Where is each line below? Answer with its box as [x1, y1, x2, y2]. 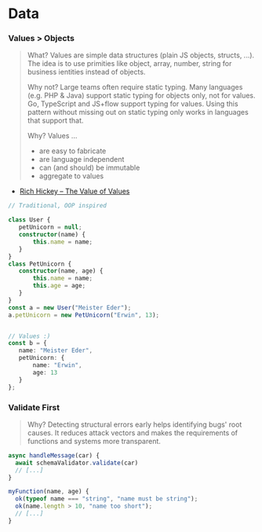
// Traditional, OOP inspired [8, 202, 107, 210]
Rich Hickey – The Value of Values [19, 186, 130, 196]
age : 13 [32, 369, 58, 376]
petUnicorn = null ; [18, 223, 82, 232]
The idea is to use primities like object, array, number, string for [27, 59, 232, 68]
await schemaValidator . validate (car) [15, 459, 139, 467]
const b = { [8, 339, 47, 347]
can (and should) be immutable [38, 163, 140, 173]
